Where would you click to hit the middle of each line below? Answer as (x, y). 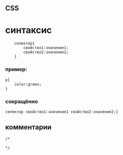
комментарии (28, 127)
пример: (16, 69)
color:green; (28, 84)
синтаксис (28, 30)
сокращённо (22, 101)
